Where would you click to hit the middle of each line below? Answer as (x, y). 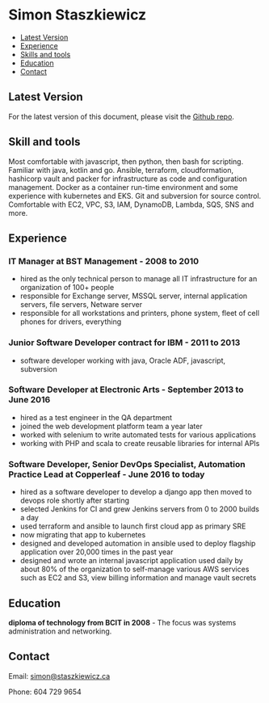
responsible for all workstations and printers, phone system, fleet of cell (140, 314)
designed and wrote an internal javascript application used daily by (132, 561)
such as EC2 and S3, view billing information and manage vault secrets (138, 578)
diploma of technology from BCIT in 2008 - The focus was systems (122, 622)
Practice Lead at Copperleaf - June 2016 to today (107, 474)
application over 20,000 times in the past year (97, 552)
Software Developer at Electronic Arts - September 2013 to (126, 389)
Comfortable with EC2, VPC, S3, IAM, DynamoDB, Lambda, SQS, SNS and (131, 204)
